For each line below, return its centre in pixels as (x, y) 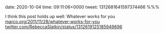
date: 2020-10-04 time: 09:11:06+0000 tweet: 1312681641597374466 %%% (82, 7)
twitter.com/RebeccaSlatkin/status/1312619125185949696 (64, 27)
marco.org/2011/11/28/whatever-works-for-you (52, 22)
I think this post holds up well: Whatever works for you (60, 16)
